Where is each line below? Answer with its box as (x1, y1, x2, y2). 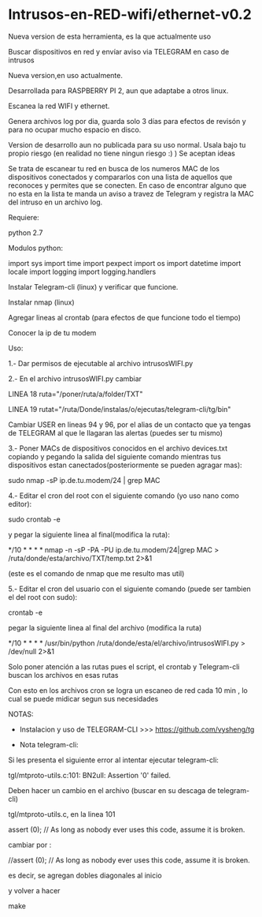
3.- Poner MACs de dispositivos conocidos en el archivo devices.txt (8, 444, 228, 453)
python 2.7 (8, 227, 43, 238)
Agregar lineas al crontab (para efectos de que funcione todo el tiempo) (8, 313, 242, 322)
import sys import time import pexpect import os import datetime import (8, 258, 242, 268)
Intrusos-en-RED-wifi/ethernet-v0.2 (8, 6, 252, 24)
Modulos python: (8, 243, 63, 253)
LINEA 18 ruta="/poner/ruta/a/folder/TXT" (8, 389, 143, 399)
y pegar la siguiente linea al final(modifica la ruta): (8, 530, 171, 539)
